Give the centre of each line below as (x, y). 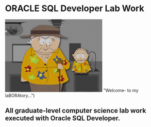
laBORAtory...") (20, 95)
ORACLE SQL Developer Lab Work (75, 8)
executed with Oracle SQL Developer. (63, 119)
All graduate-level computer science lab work (76, 111)
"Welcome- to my (121, 90)
